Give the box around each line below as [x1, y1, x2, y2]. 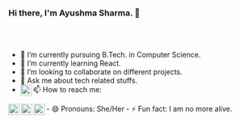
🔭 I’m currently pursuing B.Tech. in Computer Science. [19, 50, 201, 60]
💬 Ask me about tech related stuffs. [19, 76, 138, 86]
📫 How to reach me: [32, 85, 103, 95]
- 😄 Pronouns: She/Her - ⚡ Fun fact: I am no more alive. [46, 104, 233, 114]
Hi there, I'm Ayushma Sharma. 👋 [8, 7, 141, 19]
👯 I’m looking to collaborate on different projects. [19, 67, 183, 77]
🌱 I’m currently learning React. [19, 58, 121, 68]
